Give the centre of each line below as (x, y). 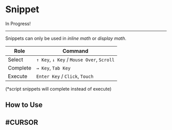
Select (16, 59)
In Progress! (18, 24)
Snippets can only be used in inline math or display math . (66, 38)
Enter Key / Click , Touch (65, 76)
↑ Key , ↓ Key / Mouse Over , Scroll (76, 59)
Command (75, 51)
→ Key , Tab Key (53, 68)
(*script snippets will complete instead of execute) (58, 89)
